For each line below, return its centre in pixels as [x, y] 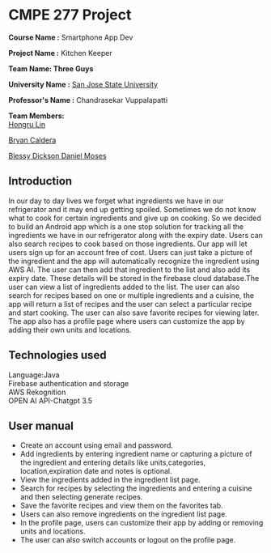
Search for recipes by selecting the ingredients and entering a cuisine [136, 488]
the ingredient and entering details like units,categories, [113, 462]
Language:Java [34, 375]
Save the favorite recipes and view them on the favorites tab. [122, 506]
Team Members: [36, 116]
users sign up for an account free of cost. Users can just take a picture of [131, 252]
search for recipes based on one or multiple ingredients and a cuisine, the [131, 295]
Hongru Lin [27, 124]
